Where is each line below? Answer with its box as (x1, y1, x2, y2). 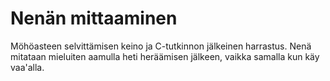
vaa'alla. (10, 61, 45, 73)
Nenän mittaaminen (10, 7, 178, 30)
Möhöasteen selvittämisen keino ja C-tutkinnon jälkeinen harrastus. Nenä (10, 40, 312, 52)
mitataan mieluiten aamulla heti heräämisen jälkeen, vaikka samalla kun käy (10, 50, 320, 62)
